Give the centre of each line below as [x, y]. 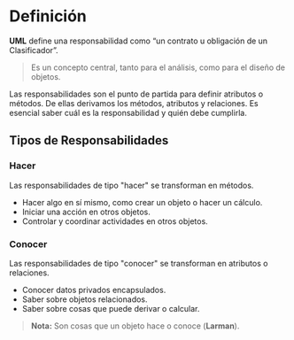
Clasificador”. [34, 50]
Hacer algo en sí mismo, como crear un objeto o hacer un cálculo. [142, 202]
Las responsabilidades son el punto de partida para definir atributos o [136, 94]
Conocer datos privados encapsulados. [94, 290]
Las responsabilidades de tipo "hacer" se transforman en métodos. [132, 185]
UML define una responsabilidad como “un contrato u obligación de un [139, 41]
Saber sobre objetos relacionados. [85, 299]
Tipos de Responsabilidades [89, 140]
